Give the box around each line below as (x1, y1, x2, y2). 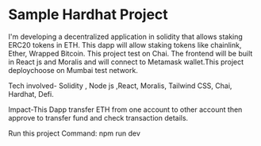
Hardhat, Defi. (8, 89, 54, 98)
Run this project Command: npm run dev (8, 129, 141, 138)
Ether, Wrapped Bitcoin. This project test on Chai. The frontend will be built (8, 48, 253, 58)
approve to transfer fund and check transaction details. (8, 113, 189, 122)
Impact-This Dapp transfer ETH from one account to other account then (8, 105, 243, 114)
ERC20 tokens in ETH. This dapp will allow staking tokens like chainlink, (8, 40, 242, 49)
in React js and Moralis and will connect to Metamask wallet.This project (8, 57, 244, 67)
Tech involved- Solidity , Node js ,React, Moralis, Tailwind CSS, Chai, (8, 81, 232, 90)
